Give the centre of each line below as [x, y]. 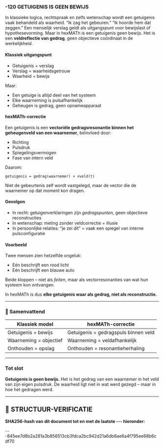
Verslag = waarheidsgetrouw [41, 71]
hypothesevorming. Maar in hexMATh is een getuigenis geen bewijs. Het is [80, 33]
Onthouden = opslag [31, 349]
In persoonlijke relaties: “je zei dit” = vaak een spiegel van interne [78, 228]
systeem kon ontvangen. [30, 285]
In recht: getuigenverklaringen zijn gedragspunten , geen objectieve [80, 212]
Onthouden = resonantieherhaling [106, 349]
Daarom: [14, 167]
